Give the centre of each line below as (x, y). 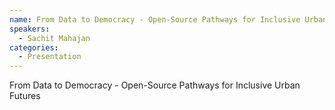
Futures (25, 96)
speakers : (30, 29)
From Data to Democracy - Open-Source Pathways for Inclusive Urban (155, 85)
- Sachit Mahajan (54, 38)
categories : (34, 47)
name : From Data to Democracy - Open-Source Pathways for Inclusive (155, 19)
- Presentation (50, 57)
